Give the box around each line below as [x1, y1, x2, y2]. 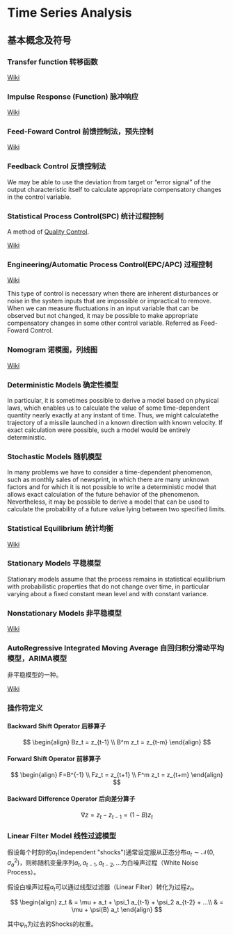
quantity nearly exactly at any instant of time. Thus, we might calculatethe [7, 410, 219, 419]
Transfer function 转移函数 [7, 57, 99, 67]
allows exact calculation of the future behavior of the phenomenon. [7, 490, 200, 499]
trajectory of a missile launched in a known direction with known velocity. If [7, 418, 223, 426]
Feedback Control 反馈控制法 [7, 161, 106, 171]
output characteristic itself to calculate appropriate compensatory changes [7, 185, 222, 193]
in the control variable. [7, 193, 72, 201]
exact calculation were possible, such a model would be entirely [7, 426, 191, 434]
